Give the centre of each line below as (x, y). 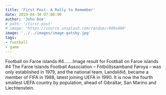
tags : (11, 38)
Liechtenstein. (20, 87)
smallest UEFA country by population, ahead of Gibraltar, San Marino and (81, 82)
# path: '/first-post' (29, 24)
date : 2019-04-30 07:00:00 (33, 14)
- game (12, 47)
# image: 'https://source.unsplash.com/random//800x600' (66, 28)
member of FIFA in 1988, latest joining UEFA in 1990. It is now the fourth (79, 77)
